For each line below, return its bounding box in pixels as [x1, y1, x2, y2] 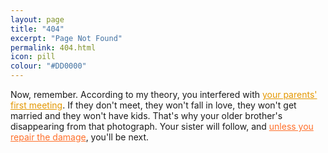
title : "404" [10, 24, 65, 34]
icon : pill [10, 52, 56, 62]
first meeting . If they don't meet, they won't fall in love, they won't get [10, 99, 297, 111]
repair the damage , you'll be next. [10, 131, 150, 143]
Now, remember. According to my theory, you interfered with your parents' [10, 89, 318, 100]
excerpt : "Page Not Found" [10, 33, 123, 43]
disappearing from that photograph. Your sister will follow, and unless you [10, 121, 314, 132]
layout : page [10, 14, 65, 25]
